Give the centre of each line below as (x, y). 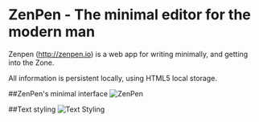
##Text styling (32, 109)
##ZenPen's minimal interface (58, 93)
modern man (51, 32)
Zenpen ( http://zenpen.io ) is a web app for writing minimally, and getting (128, 54)
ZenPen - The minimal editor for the (129, 15)
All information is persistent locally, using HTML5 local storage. (113, 78)
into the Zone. (31, 63)
